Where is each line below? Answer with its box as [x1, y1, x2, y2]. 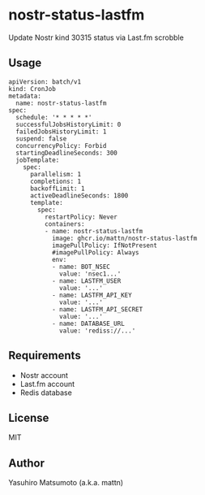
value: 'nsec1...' [59, 270, 122, 278]
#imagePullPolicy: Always [51, 248, 139, 257]
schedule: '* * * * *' [15, 113, 92, 121]
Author [8, 456, 45, 470]
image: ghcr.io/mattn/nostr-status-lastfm [51, 234, 198, 242]
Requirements [8, 349, 81, 363]
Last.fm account [19, 379, 75, 389]
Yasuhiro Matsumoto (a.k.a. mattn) [8, 478, 124, 488]
